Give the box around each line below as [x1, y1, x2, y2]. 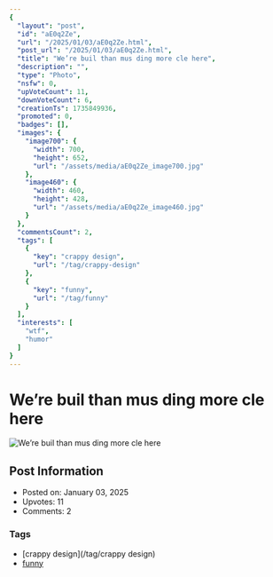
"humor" [25, 335, 53, 344]
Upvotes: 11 [21, 496, 64, 507]
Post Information [9, 463, 104, 478]
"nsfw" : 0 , [17, 79, 58, 88]
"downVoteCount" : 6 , [17, 95, 93, 105]
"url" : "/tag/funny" [32, 294, 109, 303]
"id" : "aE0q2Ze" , [17, 29, 82, 38]
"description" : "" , [17, 63, 90, 72]
